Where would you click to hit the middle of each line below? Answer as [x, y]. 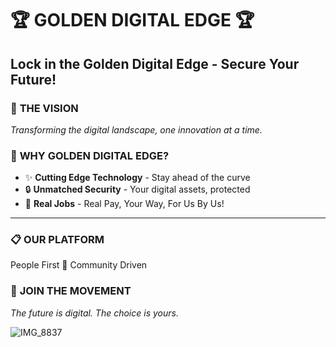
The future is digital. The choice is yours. [94, 313]
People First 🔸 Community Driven [79, 265]
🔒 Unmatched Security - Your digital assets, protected [137, 189]
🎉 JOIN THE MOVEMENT [71, 291]
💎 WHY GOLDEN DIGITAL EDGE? [90, 155]
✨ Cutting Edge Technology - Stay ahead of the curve [137, 178]
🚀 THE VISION [44, 108]
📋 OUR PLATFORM [57, 240]
